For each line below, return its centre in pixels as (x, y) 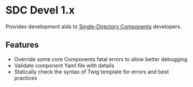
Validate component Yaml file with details (64, 65)
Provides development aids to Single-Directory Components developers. (94, 26)
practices (26, 78)
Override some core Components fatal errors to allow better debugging (101, 59)
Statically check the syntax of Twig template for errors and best (91, 72)
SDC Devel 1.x (40, 10)
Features (22, 45)
